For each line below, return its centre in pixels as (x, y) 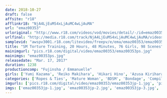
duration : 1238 (21, 65)
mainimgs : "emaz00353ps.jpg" (35, 56)
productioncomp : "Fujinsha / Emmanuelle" (49, 70)
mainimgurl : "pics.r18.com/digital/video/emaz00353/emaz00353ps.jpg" (79, 51)
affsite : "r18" (21, 19)
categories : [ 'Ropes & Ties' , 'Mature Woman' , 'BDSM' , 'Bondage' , (75, 79)
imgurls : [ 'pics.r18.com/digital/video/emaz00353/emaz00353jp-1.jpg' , (80, 83)
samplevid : (16, 42)
